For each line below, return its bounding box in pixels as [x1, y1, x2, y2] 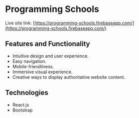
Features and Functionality [5, 40, 90, 48]
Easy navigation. [12, 58, 46, 64]
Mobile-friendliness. [12, 63, 54, 69]
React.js [12, 102, 29, 108]
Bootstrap [12, 107, 33, 113]
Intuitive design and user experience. [12, 53, 89, 59]
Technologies [5, 89, 49, 97]
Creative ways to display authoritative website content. [12, 74, 126, 80]
